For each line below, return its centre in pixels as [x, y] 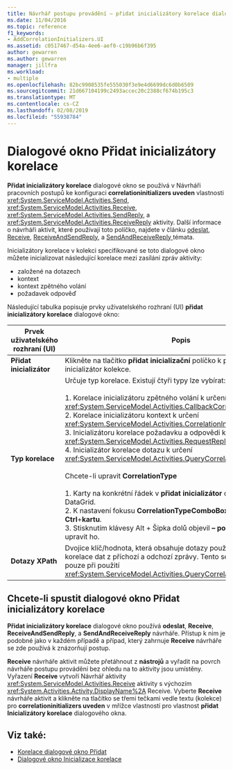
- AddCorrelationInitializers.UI [55, 40]
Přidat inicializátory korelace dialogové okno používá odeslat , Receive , [110, 626]
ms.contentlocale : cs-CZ [43, 104]
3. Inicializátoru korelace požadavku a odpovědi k [145, 433]
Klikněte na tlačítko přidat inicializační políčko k [143, 360]
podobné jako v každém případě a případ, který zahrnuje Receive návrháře [114, 641]
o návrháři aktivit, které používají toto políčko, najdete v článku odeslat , [109, 229]
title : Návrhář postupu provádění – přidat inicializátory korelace [108, 14]
